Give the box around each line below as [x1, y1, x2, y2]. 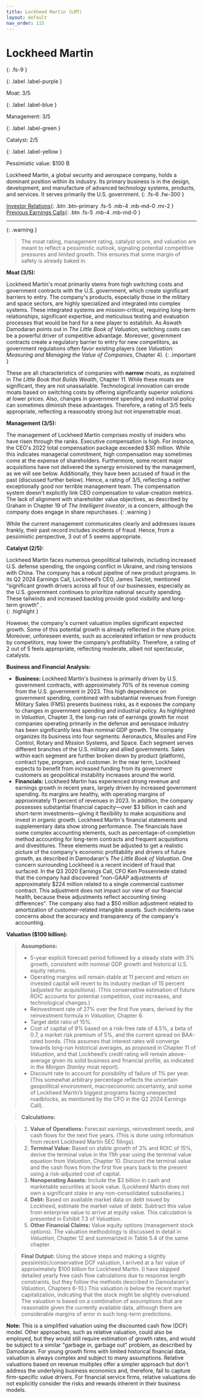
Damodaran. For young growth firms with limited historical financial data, [6, 1348, 187, 1355]
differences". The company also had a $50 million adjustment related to [14, 900, 193, 907]
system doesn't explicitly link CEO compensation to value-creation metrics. [6, 489, 193, 496]
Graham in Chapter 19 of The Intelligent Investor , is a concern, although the [6, 502, 193, 510]
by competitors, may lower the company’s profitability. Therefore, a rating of [6, 639, 196, 646]
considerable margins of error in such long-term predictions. [21, 1310, 172, 1318]
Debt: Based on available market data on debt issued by [30, 1196, 170, 1203]
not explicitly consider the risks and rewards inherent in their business [6, 1380, 181, 1387]
